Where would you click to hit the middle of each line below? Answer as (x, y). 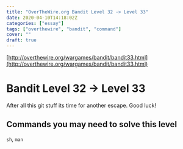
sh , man (15, 139)
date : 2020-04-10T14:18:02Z (42, 18)
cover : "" (19, 35)
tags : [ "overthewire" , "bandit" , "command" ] (64, 29)
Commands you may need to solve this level (92, 124)
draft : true (21, 40)
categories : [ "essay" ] (35, 23)
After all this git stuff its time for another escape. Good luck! (81, 105)
